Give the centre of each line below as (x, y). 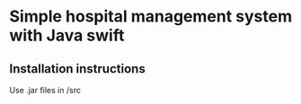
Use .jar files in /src (45, 90)
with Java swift (67, 35)
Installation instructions (77, 69)
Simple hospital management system (151, 17)
